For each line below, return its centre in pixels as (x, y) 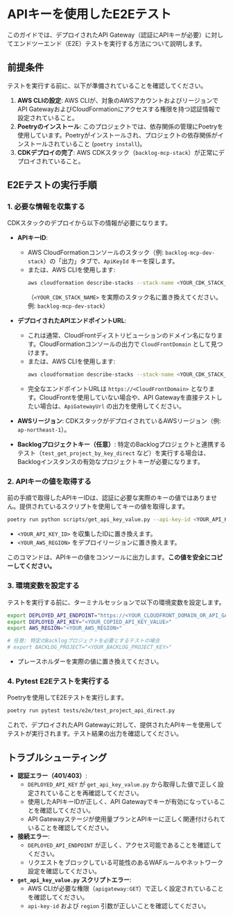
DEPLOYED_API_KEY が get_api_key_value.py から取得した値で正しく (123, 784)
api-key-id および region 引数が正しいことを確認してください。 (119, 906)
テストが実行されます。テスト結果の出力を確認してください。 (95, 734)
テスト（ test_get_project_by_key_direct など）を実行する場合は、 (113, 453)
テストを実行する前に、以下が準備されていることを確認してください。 (107, 85)
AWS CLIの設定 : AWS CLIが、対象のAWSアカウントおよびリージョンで (118, 100)
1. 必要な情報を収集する (46, 207)
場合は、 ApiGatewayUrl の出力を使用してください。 (112, 406)
